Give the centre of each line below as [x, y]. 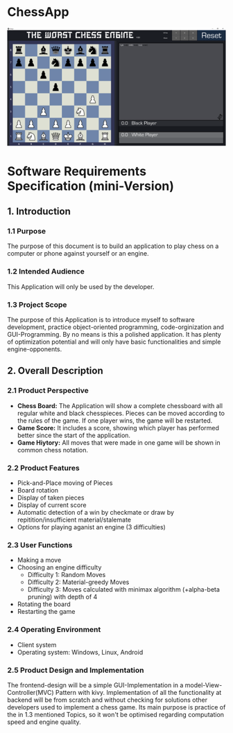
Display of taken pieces [51, 498]
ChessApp [38, 12]
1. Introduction [39, 212]
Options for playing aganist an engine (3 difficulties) [92, 527]
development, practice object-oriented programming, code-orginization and [115, 327]
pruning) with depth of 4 [62, 597]
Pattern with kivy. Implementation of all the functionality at [138, 692]
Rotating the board [44, 604]
